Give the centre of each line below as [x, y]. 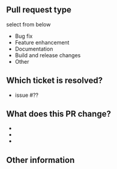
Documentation [34, 49]
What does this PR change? [58, 114]
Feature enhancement [42, 42]
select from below [28, 24]
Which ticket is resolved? [55, 81]
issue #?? [27, 95]
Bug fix [24, 36]
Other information [40, 160]
